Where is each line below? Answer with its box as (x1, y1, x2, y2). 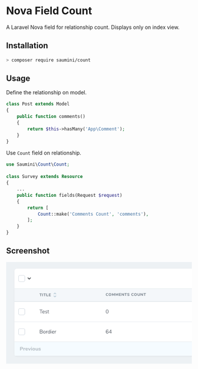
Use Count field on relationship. (6, 149, 81, 156)
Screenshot (6, 246, 50, 256)
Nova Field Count (6, 4, 93, 18)
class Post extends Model (6, 101, 70, 107)
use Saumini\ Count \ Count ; (6, 161, 70, 167)
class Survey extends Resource (6, 174, 83, 180)
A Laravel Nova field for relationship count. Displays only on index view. (6, 24, 180, 31)
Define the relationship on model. (6, 89, 87, 96)
